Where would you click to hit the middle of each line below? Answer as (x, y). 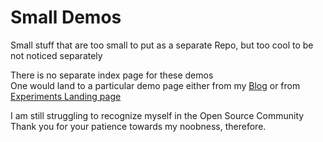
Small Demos (66, 17)
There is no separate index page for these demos (112, 75)
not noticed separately (56, 55)
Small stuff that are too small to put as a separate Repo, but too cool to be (162, 45)
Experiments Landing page (66, 96)
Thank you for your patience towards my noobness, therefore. (138, 126)
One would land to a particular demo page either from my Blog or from (155, 85)
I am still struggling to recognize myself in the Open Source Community (157, 115)
